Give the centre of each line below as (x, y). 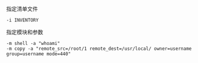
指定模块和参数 (25, 32)
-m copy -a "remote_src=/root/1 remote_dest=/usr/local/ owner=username (99, 49)
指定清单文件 (22, 9)
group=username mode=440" (38, 54)
